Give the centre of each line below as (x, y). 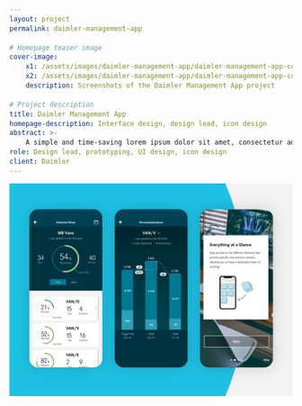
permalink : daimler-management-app (76, 28)
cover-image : (34, 57)
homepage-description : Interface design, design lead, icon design (138, 123)
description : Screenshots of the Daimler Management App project (151, 86)
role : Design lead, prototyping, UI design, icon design (118, 152)
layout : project (40, 19)
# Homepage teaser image (56, 48)
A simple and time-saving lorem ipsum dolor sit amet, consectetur (154, 143)
